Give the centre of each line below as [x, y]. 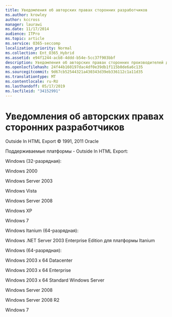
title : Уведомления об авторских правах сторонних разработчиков [76, 10]
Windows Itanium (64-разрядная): [42, 230]
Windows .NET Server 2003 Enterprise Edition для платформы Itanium [80, 241]
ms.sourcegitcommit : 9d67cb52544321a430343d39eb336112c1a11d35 [74, 72]
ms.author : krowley [26, 15]
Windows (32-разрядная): [34, 161]
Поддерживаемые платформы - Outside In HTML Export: [67, 151]
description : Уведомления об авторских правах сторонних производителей [84, 62]
